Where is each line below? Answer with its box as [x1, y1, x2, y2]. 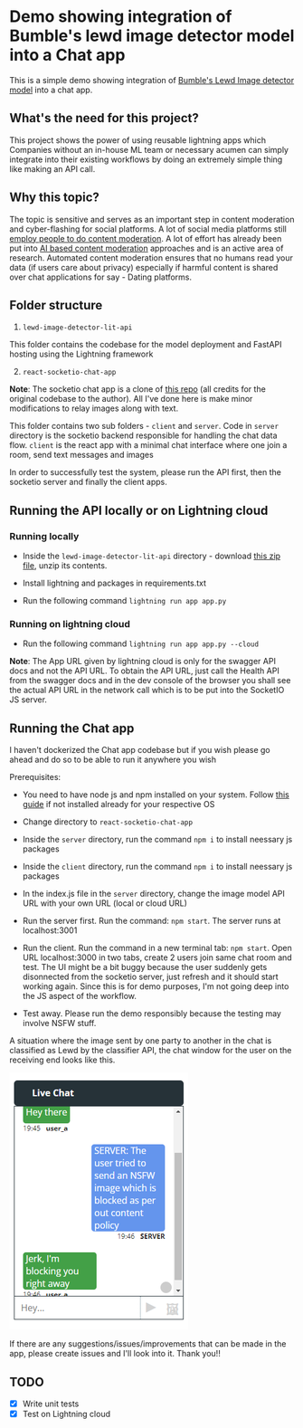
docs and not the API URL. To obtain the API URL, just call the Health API [9, 665, 280, 676]
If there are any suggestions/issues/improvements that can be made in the [9, 1338, 287, 1349]
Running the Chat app [9, 720, 135, 736]
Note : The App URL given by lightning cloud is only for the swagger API [9, 656, 276, 667]
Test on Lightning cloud [22, 1409, 111, 1420]
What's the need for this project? [9, 110, 199, 126]
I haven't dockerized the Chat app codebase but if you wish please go [9, 745, 270, 756]
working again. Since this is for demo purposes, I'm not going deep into [22, 981, 289, 992]
